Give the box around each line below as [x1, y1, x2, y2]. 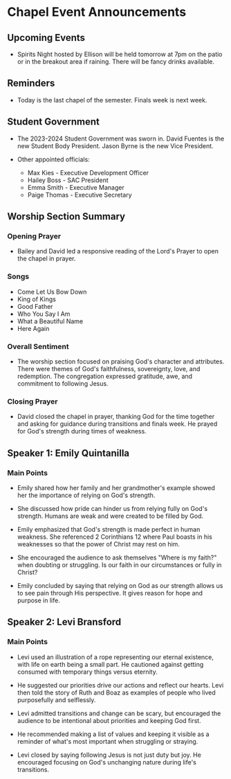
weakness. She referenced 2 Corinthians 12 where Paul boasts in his [17, 532, 212, 541]
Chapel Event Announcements [7, 4, 187, 20]
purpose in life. [17, 596, 60, 605]
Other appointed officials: [17, 155, 90, 163]
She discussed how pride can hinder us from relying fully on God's [17, 504, 208, 512]
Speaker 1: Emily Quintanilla [7, 447, 130, 459]
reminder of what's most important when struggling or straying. [17, 737, 198, 745]
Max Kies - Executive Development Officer [27, 168, 149, 177]
